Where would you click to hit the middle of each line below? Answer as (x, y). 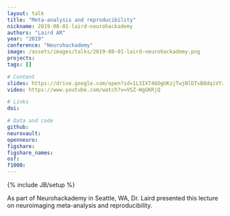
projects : (21, 58)
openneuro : (23, 140)
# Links (18, 102)
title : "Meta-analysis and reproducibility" (72, 20)
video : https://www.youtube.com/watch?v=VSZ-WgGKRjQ (84, 90)
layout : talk (26, 13)
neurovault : (24, 133)
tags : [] (20, 64)
